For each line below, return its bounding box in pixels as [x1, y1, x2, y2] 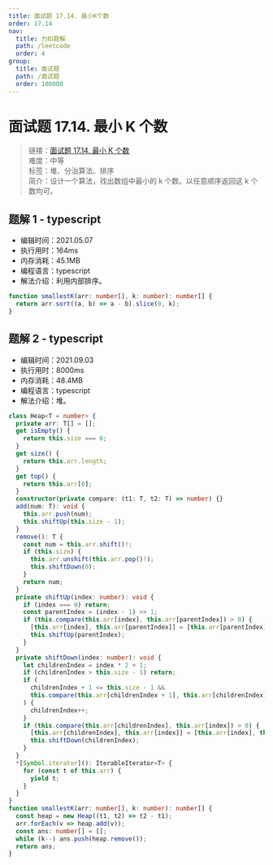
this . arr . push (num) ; [23, 510, 93, 518]
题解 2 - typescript [8, 332, 103, 346]
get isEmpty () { [15, 427, 71, 435]
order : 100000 [15, 80, 63, 88]
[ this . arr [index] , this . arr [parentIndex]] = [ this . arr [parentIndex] [29, 623, 267, 632]
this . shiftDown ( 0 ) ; [29, 563, 96, 571]
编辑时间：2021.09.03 [19, 355, 94, 365]
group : [8, 58, 31, 66]
